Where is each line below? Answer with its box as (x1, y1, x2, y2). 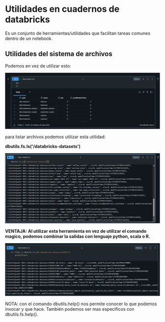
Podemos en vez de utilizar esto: (5, 63, 71, 69)
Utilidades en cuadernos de (5, 3, 120, 15)
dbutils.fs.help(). (5, 312, 38, 318)
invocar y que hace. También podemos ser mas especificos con (5, 306, 135, 312)
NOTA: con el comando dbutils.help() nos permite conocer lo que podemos (5, 301, 157, 307)
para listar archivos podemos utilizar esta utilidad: (5, 134, 106, 140)
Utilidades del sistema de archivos (5, 50, 112, 58)
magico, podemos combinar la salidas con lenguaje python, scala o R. (5, 233, 151, 239)
